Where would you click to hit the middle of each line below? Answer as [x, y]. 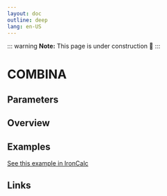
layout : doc [24, 14]
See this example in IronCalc [48, 163]
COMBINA [37, 74]
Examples [29, 146]
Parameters [33, 99]
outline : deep [28, 20]
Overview [29, 123]
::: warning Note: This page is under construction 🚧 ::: [84, 46]
